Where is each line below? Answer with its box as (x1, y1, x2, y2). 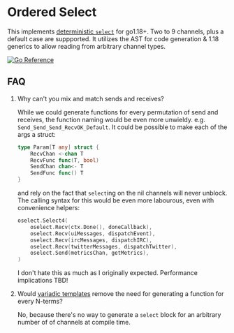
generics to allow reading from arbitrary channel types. (7, 42, 166, 50)
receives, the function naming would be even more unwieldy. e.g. (17, 115, 206, 124)
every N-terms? (17, 297, 63, 306)
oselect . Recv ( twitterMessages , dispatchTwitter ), (30, 243, 177, 250)
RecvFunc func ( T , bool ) (30, 156, 100, 164)
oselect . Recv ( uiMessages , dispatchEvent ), (30, 230, 156, 237)
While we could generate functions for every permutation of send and (17, 108, 219, 116)
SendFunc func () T (30, 170, 84, 177)
